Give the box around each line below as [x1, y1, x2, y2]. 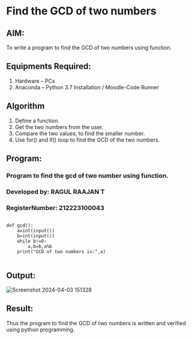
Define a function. [14, 117, 60, 124]
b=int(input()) [17, 233, 55, 239]
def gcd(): [6, 223, 34, 229]
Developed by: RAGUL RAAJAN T [6, 187, 105, 196]
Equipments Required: [6, 61, 91, 71]
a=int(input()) [17, 228, 55, 234]
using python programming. [6, 326, 75, 333]
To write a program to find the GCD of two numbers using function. [6, 44, 172, 51]
